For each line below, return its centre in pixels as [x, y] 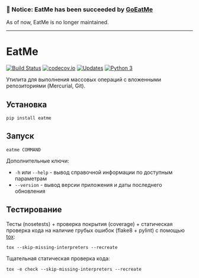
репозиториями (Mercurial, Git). [46, 86]
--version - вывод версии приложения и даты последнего [89, 185]
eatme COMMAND [24, 150]
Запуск [20, 136]
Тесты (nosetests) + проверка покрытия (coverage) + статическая [89, 224]
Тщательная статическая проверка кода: [58, 258]
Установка [27, 104]
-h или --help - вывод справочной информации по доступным [94, 172]
